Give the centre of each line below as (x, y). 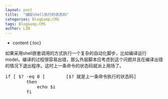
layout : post (19, 10)
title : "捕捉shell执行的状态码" (37, 15)
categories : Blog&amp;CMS (32, 19)
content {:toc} (27, 43)
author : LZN (18, 29)
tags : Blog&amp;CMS (26, 24)
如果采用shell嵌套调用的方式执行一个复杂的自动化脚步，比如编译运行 (76, 53)
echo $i (46, 87)
